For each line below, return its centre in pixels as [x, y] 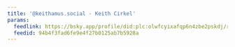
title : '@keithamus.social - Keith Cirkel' [72, 13]
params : [19, 20]
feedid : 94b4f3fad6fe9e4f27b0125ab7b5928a [76, 33]
